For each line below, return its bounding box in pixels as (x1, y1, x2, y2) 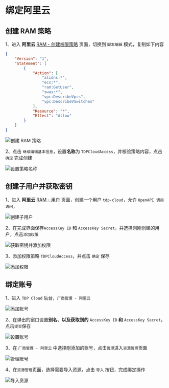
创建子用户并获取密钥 (5, 182, 73, 191)
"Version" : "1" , (14, 56, 50, 61)
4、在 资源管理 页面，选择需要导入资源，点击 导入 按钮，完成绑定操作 (5, 367, 146, 373)
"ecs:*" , (41, 80, 60, 85)
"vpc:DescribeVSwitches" (41, 99, 95, 104)
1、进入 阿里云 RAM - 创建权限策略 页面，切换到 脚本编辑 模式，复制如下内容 (5, 41, 164, 47)
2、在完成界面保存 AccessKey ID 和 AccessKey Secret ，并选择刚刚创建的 (5, 225, 155, 231)
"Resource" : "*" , (32, 109, 70, 114)
